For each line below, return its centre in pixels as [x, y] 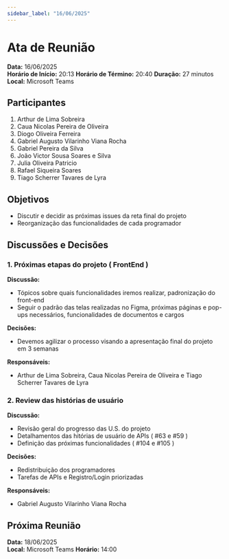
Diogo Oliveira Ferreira [49, 134]
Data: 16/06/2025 [32, 67]
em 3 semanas [38, 349]
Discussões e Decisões [58, 245]
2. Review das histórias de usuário [65, 400]
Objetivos [28, 199]
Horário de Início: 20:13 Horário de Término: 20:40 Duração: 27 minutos [110, 74]
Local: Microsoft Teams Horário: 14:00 [62, 549]
